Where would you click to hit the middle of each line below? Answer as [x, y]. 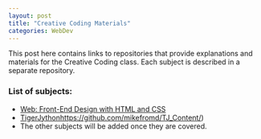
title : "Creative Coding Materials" [69, 23]
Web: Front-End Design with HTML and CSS [93, 108]
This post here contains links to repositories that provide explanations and [130, 54]
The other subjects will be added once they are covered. [113, 126]
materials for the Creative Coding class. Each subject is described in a [124, 62]
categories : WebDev [41, 31]
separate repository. [42, 71]
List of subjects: [41, 92]
